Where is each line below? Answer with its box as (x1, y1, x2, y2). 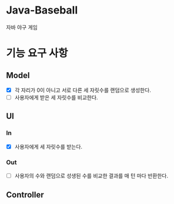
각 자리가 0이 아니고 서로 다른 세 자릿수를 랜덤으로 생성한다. (14, 86, 152, 93)
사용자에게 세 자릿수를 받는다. (14, 143, 83, 150)
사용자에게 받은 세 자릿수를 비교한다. (14, 94, 98, 101)
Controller (6, 189, 44, 200)
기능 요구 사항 (6, 46, 68, 60)
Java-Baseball (6, 4, 78, 17)
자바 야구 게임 (6, 24, 38, 31)
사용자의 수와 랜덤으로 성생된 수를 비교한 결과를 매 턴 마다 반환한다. (14, 172, 169, 179)
